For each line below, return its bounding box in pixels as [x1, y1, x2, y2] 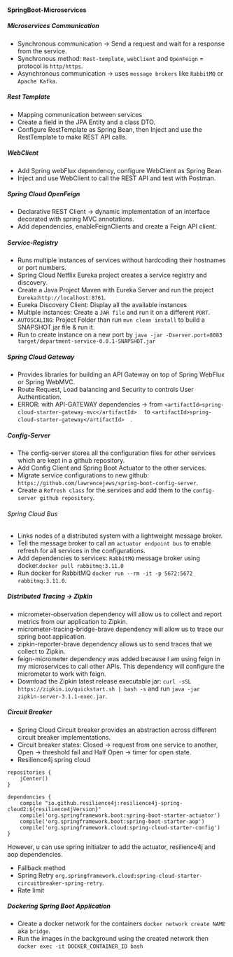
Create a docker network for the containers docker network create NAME [17, 919, 226, 928]
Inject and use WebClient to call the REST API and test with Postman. [17, 174, 216, 182]
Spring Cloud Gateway [7, 353, 75, 361]
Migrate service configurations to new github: [17, 471, 149, 480]
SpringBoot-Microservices [7, 6, 87, 14]
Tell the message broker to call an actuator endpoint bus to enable [17, 538, 211, 547]
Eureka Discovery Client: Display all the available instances [17, 301, 188, 309]
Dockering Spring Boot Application [7, 902, 111, 911]
